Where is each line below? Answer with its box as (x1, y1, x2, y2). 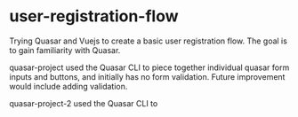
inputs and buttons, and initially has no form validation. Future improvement (9, 71, 286, 82)
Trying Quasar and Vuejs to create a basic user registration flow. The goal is (9, 35, 287, 46)
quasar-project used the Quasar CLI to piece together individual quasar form (9, 62, 290, 73)
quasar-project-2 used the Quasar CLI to (9, 97, 158, 108)
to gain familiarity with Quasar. (9, 44, 121, 55)
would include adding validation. (9, 81, 128, 91)
